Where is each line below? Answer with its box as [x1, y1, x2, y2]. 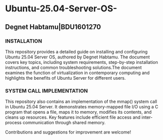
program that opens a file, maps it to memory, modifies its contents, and [5, 109, 152, 115]
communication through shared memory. [22, 120, 106, 126]
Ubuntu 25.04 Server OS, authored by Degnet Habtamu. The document [5, 54, 150, 60]
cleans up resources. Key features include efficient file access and [5, 114, 141, 120]
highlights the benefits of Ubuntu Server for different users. [5, 75, 126, 81]
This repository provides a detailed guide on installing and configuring [5, 48, 148, 54]
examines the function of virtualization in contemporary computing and [5, 70, 150, 76]
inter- [141, 114, 153, 120]
